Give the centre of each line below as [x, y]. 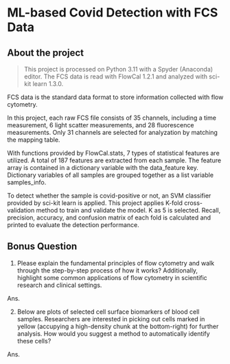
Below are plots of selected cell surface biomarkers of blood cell [108, 312]
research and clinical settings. [59, 285]
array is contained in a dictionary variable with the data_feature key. [103, 168]
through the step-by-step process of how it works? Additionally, [107, 270]
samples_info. [27, 182]
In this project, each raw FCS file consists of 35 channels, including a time [112, 118]
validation [21, 210]
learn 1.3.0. [48, 84]
